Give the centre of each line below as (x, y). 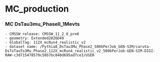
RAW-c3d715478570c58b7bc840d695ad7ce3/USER (50, 55)
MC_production (37, 9)
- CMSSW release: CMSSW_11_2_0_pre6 (42, 34)
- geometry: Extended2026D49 (35, 38)
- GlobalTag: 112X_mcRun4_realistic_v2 (45, 43)
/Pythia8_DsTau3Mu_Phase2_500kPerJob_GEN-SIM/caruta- (95, 47)
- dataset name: (21, 47)
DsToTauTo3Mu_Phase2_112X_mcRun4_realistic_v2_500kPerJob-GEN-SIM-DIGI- (80, 51)
